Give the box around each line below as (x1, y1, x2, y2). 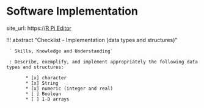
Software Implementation (6, 4, 139, 18)
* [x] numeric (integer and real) (25, 85, 114, 92)
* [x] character (25, 74, 67, 81)
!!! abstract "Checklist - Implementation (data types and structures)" (6, 36, 178, 43)
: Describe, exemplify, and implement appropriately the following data (9, 59, 199, 65)
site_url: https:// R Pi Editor (6, 24, 72, 32)
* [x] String (25, 80, 59, 86)
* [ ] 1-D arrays (25, 96, 70, 102)
